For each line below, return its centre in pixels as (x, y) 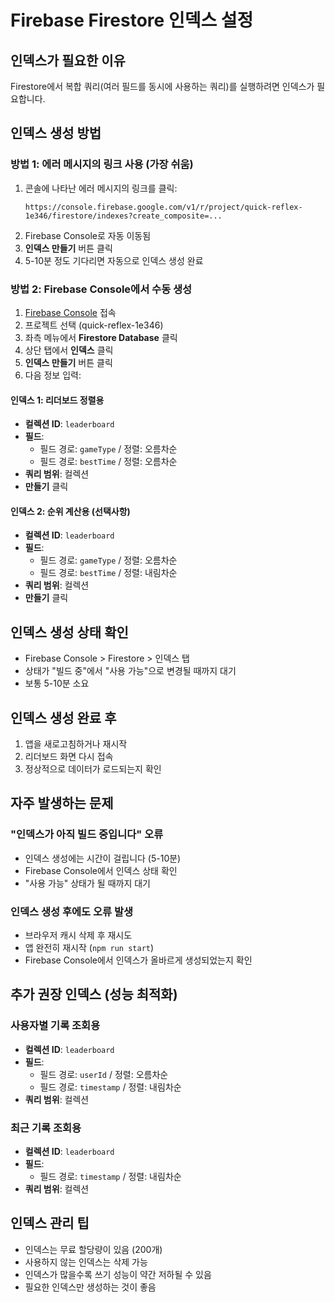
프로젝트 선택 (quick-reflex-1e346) (94, 325)
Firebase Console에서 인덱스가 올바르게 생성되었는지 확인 (138, 960)
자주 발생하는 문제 (62, 803)
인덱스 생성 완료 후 (63, 717)
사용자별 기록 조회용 (55, 1026)
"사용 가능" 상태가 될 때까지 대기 (87, 883)
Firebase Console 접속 (70, 312)
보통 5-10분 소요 (57, 683)
